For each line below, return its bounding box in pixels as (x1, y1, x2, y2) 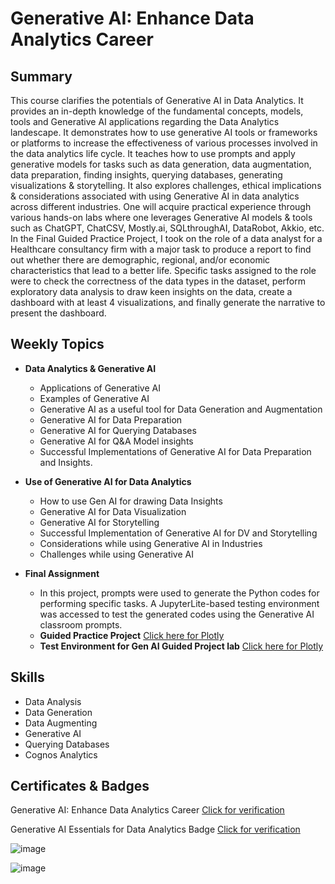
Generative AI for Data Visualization (39, 505, 187, 517)
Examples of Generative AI (39, 392, 150, 404)
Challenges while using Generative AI (39, 548, 194, 560)
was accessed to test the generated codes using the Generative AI (39, 608, 315, 620)
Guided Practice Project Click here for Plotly (39, 629, 225, 641)
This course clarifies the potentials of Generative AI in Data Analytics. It (10, 95, 304, 106)
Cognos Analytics (24, 748, 98, 761)
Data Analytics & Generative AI (24, 362, 157, 374)
